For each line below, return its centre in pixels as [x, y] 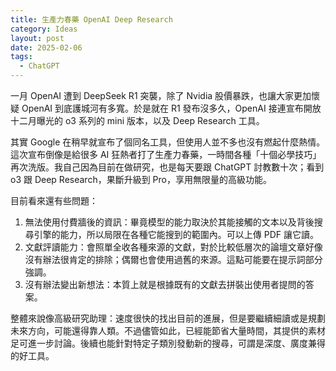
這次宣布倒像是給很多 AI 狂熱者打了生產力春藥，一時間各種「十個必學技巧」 [166, 154]
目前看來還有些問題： [54, 200]
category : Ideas [44, 29]
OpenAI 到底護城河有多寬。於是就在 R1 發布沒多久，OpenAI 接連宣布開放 [171, 108]
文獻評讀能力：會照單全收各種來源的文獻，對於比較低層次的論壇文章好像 [173, 247]
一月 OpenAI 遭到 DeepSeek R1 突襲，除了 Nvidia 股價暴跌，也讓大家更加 [161, 95]
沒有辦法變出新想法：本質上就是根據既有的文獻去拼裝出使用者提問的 [165, 284]
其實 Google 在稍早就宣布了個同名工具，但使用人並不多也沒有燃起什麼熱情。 [168, 142]
